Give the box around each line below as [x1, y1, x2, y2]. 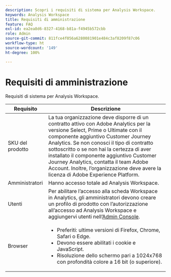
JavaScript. [56, 245, 84, 253]
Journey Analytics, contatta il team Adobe [48, 158, 149, 165]
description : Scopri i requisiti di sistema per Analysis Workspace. [5, 7, 156, 13]
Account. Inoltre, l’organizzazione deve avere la [48, 165, 161, 172]
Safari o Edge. [56, 233, 91, 240]
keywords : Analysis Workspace [5, 12, 70, 17]
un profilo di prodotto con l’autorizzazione [48, 201, 149, 208]
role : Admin [5, 31, 31, 36]
